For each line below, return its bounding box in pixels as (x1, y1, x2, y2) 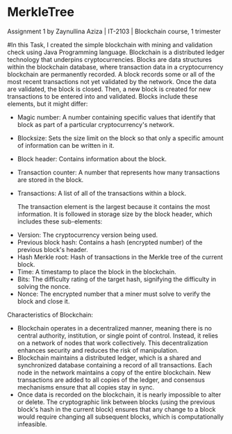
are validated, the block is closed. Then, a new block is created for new (7, 85, 211, 93)
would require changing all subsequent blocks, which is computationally (17, 412, 224, 421)
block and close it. (17, 297, 70, 306)
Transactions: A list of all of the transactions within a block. (17, 189, 186, 197)
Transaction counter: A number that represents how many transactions (17, 168, 220, 176)
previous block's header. (17, 245, 88, 253)
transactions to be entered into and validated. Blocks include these (7, 92, 199, 101)
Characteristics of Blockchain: (7, 310, 94, 319)
